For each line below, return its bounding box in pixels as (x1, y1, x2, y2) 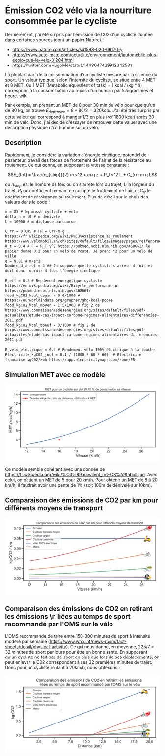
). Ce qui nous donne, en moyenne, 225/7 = (66, 643, 155, 650)
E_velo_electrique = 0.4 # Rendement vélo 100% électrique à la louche (5, 347, 155, 352)
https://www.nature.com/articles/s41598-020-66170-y (12, 46, 123, 52)
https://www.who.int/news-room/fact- (49, 638, 127, 644)
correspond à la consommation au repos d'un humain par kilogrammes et (5, 87, 154, 93)
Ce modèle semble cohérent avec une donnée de (5, 466, 105, 472)
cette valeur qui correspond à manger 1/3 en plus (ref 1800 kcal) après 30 (5, 114, 155, 120)
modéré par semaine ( (5, 638, 50, 644)
